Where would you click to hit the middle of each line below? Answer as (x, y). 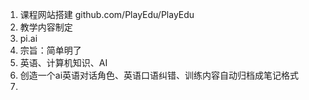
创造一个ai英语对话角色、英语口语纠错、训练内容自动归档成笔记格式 (159, 75)
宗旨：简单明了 (50, 50)
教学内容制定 (46, 27)
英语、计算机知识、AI (63, 62)
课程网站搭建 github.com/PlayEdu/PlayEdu (107, 14)
